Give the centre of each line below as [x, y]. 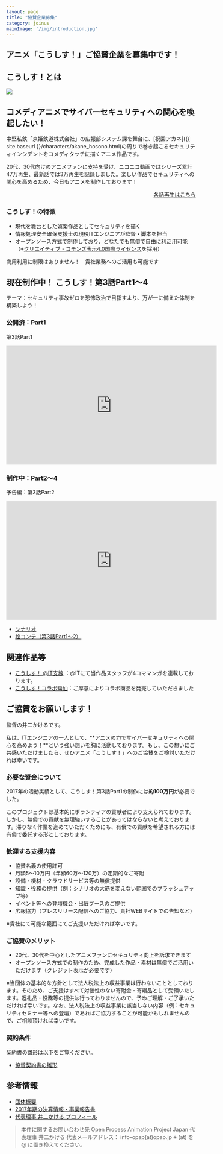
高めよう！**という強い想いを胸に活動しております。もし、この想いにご [106, 745]
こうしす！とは [34, 77]
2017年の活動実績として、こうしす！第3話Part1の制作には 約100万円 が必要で [101, 791]
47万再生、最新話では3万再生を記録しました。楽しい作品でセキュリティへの [100, 174]
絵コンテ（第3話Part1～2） [48, 636]
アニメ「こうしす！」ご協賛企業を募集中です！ [93, 55]
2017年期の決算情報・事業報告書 [55, 1109]
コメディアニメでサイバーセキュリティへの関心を [96, 112]
